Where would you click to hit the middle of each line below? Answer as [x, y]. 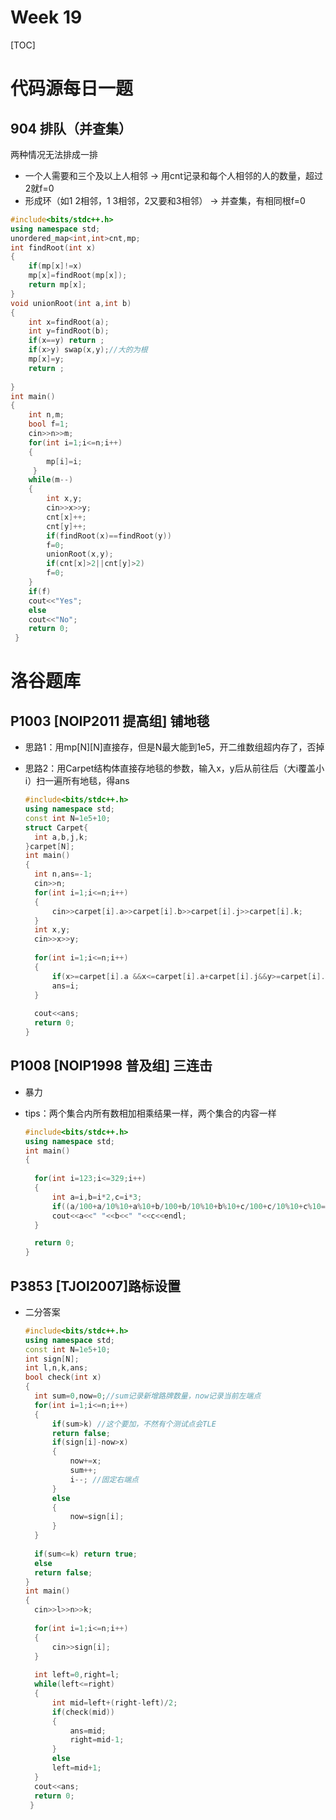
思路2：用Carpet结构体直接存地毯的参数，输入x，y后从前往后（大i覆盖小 [174, 768]
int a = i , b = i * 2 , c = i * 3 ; [97, 1197]
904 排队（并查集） [71, 128]
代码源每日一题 [72, 88]
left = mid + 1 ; [76, 1768]
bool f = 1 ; [49, 424]
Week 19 [46, 17]
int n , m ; [46, 415]
